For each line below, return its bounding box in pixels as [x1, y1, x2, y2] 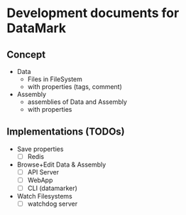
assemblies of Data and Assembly [27, 98, 127, 106]
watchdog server [27, 199, 78, 208]
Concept [6, 48, 46, 61]
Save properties [16, 145, 64, 153]
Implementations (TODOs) [6, 126, 125, 138]
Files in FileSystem [27, 75, 83, 83]
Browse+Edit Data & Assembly [16, 160, 106, 169]
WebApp [27, 176, 53, 184]
